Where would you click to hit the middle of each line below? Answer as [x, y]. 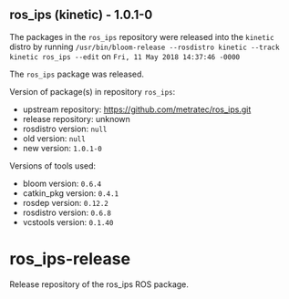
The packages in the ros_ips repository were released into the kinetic [142, 36]
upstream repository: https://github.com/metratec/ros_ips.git [137, 109]
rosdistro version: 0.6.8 [67, 212]
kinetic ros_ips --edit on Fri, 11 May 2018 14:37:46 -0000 [124, 56]
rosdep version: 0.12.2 [66, 202]
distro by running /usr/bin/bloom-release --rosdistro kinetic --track [144, 46]
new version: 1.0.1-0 [62, 148]
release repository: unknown [76, 119]
